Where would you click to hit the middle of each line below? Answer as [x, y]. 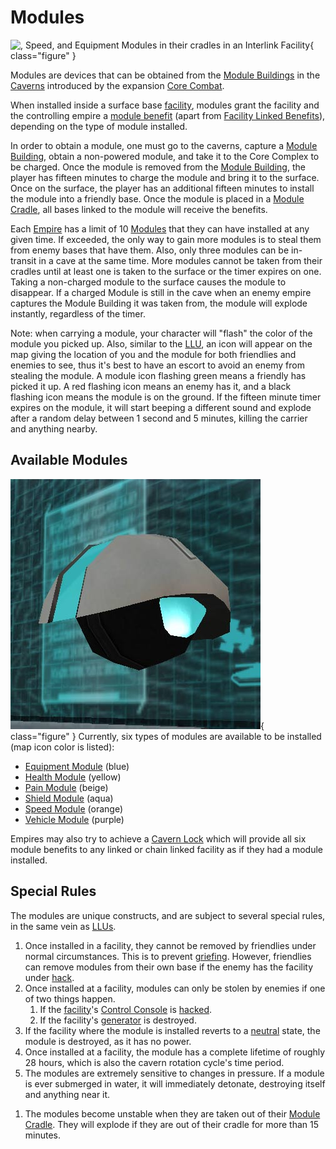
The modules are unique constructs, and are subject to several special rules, [168, 915]
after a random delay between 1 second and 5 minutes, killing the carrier [159, 418]
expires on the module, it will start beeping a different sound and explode [161, 407]
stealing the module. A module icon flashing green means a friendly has [158, 375]
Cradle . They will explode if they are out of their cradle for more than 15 [172, 1124]
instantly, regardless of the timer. [78, 313]
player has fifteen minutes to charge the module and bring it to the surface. [165, 177]
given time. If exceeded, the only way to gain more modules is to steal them [166, 239]
